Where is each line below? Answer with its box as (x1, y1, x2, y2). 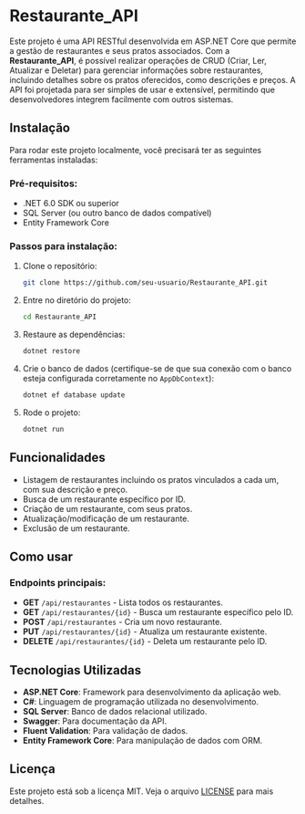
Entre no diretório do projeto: (22, 295, 132, 306)
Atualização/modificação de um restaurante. (22, 513, 189, 524)
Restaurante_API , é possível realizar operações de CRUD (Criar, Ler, (9, 55, 267, 66)
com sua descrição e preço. (22, 484, 128, 495)
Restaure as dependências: (22, 329, 126, 340)
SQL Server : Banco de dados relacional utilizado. (22, 706, 208, 717)
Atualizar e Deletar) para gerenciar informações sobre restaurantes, (9, 65, 264, 76)
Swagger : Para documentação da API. (22, 715, 168, 726)
